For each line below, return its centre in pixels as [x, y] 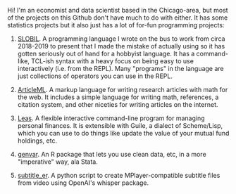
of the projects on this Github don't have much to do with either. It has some [118, 18]
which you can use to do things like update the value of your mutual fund [123, 133]
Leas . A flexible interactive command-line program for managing [111, 118]
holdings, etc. [37, 141]
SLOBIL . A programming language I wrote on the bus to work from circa [121, 39]
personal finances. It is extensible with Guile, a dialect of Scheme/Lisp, [120, 125]
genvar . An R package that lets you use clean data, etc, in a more [112, 154]
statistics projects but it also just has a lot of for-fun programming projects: [116, 25]
